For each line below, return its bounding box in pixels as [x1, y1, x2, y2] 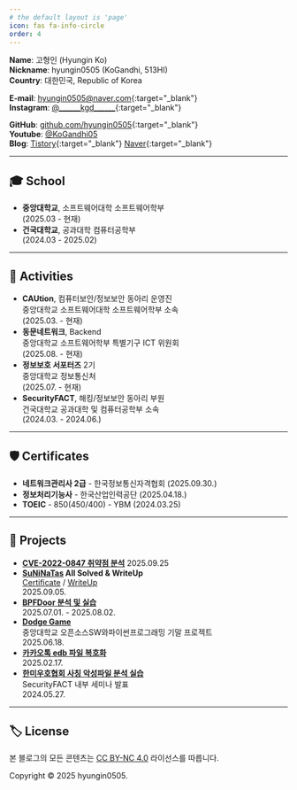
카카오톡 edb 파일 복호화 [21, 647, 107, 658]
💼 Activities [9, 268, 73, 283]
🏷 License [9, 724, 70, 740]
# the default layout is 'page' [9, 12, 128, 22]
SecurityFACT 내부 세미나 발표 [21, 678, 130, 689]
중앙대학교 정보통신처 [21, 371, 96, 381]
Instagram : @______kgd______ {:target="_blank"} [9, 103, 182, 113]
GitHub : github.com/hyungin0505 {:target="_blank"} [9, 120, 199, 130]
